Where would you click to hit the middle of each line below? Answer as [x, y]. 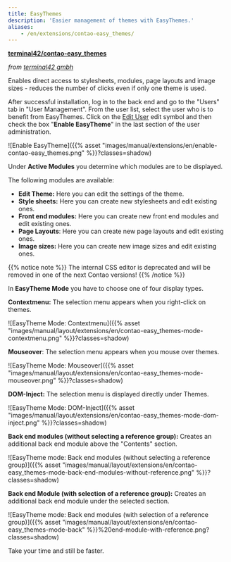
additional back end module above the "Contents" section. [93, 444]
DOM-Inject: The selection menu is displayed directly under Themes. [109, 394]
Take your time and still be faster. [56, 551]
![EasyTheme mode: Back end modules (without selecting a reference [109, 458]
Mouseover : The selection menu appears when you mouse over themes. [114, 352]
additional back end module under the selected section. [89, 501]
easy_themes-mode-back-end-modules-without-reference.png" [101, 473]
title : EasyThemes [35, 14]
